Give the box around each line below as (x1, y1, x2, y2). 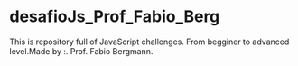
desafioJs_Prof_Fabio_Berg (9, 6, 220, 27)
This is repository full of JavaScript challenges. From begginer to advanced (9, 36, 290, 47)
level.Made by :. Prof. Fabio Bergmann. (9, 45, 154, 56)
